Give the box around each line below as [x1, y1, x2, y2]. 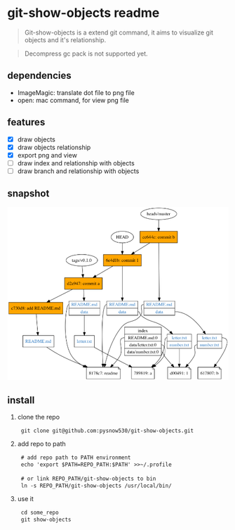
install [7, 394, 35, 406]
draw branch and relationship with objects [17, 167, 140, 175]
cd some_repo [20, 509, 59, 516]
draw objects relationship [17, 143, 91, 151]
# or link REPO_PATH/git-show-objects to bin [20, 475, 156, 482]
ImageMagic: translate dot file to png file [17, 88, 135, 96]
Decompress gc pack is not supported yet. [24, 49, 149, 58]
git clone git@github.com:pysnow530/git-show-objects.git [20, 427, 194, 434]
